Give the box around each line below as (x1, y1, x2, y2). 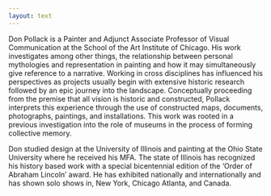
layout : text (8, 11, 53, 20)
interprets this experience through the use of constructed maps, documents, (8, 102, 264, 112)
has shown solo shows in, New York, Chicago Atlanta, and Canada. (8, 178, 232, 188)
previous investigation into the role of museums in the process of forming (8, 119, 253, 129)
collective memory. (8, 128, 72, 138)
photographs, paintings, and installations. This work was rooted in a (8, 111, 235, 121)
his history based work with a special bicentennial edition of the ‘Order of (8, 161, 252, 170)
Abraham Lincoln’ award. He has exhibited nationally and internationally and (8, 169, 261, 179)
